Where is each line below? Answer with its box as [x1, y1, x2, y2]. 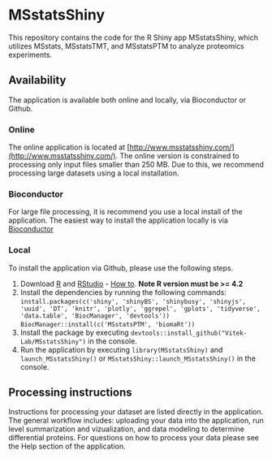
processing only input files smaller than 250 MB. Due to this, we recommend [8, 160, 264, 170]
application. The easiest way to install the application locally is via [8, 215, 229, 225]
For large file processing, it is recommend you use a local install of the [8, 207, 243, 217]
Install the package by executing [19, 327, 129, 337]
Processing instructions [8, 386, 132, 400]
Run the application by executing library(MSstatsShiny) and [19, 344, 223, 354]
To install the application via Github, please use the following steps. [8, 262, 234, 273]
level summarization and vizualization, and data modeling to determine [8, 424, 245, 434]
